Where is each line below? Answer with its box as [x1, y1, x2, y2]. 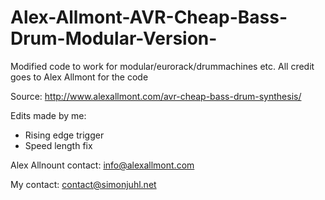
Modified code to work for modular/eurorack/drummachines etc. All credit [10, 60, 315, 72]
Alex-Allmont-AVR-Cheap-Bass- [10, 6, 288, 29]
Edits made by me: [10, 109, 87, 121]
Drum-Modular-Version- [10, 27, 218, 50]
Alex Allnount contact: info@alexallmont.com [10, 159, 195, 171]
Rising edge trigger [24, 129, 105, 141]
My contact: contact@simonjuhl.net [10, 178, 157, 190]
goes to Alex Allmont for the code [10, 71, 149, 83]
